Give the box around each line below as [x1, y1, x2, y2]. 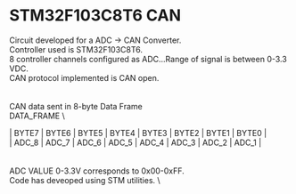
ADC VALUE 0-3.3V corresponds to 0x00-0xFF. [9, 166, 185, 176]
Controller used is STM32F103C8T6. [9, 44, 144, 54]
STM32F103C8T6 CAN [9, 5, 181, 26]
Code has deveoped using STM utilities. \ [9, 174, 160, 185]
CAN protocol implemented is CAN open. [9, 72, 160, 83]
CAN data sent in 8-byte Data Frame [9, 101, 143, 111]
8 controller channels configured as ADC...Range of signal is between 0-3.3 [9, 53, 287, 64]
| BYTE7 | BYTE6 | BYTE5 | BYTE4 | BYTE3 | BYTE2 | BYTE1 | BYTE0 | [9, 127, 267, 138]
